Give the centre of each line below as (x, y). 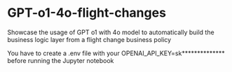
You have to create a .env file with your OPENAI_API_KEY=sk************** (116, 53)
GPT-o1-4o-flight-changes (87, 13)
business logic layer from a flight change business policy (89, 39)
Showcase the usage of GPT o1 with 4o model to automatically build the (111, 32)
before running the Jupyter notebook (61, 60)
